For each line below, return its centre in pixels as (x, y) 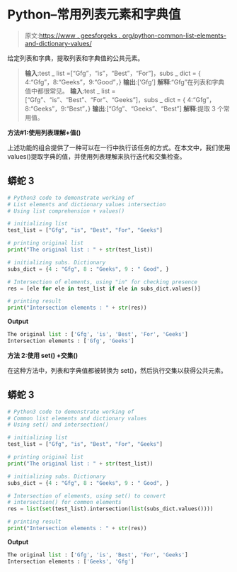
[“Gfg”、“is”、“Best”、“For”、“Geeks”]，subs (91, 99)
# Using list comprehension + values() (66, 211)
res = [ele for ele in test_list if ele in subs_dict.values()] (104, 288)
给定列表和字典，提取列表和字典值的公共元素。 (75, 58)
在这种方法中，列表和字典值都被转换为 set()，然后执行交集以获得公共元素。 (117, 370)
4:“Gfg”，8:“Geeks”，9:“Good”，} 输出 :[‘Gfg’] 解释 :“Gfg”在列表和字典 (125, 82)
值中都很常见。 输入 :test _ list (67, 91)
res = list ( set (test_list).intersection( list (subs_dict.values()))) (110, 509)
